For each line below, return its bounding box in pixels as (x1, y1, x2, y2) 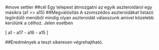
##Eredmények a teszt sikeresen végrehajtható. (5, 39, 103, 45)
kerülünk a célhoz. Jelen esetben (5, 20, 73, 26)
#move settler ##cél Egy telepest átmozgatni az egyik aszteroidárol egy (5, 4, 153, 10)
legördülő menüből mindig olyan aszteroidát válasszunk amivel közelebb (5, 15, 155, 20)
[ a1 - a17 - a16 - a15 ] (5, 30, 48, 35)
